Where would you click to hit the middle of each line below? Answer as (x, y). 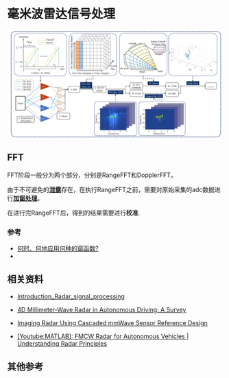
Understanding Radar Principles (62, 343)
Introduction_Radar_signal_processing (71, 296)
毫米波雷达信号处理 (61, 14)
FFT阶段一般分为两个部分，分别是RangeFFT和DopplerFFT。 (92, 175)
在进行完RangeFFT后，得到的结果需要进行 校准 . (74, 213)
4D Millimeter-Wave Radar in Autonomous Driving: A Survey (101, 309)
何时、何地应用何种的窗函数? (58, 248)
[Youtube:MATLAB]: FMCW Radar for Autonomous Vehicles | (103, 336)
